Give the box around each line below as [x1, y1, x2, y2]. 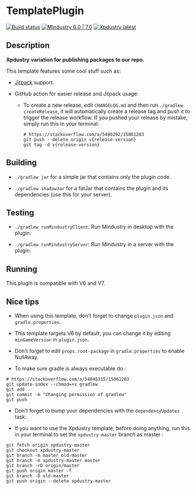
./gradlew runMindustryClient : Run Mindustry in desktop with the [14, 223, 174, 230]
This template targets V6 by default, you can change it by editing [14, 330, 171, 336]
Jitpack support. [14, 79, 54, 86]
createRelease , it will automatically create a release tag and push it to [23, 107, 190, 115]
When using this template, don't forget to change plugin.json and [14, 312, 174, 319]
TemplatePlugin [6, 4, 84, 18]
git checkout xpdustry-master [6, 447, 80, 453]
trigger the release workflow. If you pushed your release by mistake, [23, 114, 188, 121]
